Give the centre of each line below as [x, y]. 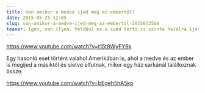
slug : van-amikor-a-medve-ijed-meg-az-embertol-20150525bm [83, 23]
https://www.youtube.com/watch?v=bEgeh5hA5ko [70, 83]
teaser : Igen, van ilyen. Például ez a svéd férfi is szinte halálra [97, 29]
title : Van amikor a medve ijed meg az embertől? [71, 12]
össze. [15, 72]
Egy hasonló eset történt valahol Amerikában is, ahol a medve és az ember [100, 58]
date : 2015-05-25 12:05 [37, 18]
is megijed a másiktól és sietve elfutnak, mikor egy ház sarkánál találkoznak [101, 65]
